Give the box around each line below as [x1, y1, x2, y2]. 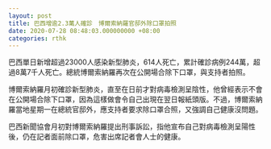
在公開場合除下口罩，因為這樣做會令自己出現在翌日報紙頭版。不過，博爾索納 [8, 94, 263, 105]
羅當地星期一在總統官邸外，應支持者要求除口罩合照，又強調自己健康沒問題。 [8, 105, 263, 114]
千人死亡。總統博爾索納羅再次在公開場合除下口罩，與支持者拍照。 [31, 68, 250, 77]
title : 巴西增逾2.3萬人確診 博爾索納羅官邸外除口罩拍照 [8, 19, 177, 27]
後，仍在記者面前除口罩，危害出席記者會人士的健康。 [8, 132, 186, 142]
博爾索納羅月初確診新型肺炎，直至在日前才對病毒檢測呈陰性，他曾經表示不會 [8, 85, 263, 94]
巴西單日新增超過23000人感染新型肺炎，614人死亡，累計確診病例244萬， [8, 57, 254, 67]
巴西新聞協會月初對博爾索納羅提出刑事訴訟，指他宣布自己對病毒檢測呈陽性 [8, 122, 256, 131]
